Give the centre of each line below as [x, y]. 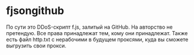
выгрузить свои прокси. [36, 46]
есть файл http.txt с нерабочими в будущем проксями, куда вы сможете [97, 39]
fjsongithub [35, 11]
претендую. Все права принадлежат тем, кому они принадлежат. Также [97, 33]
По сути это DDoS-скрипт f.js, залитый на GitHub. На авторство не [90, 27]
